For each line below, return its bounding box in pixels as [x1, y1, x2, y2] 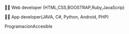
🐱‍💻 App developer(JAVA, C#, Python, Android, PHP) [4, 14, 109, 19]
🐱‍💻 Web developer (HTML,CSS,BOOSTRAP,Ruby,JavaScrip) [4, 5, 125, 10]
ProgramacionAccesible [4, 23, 53, 29]
